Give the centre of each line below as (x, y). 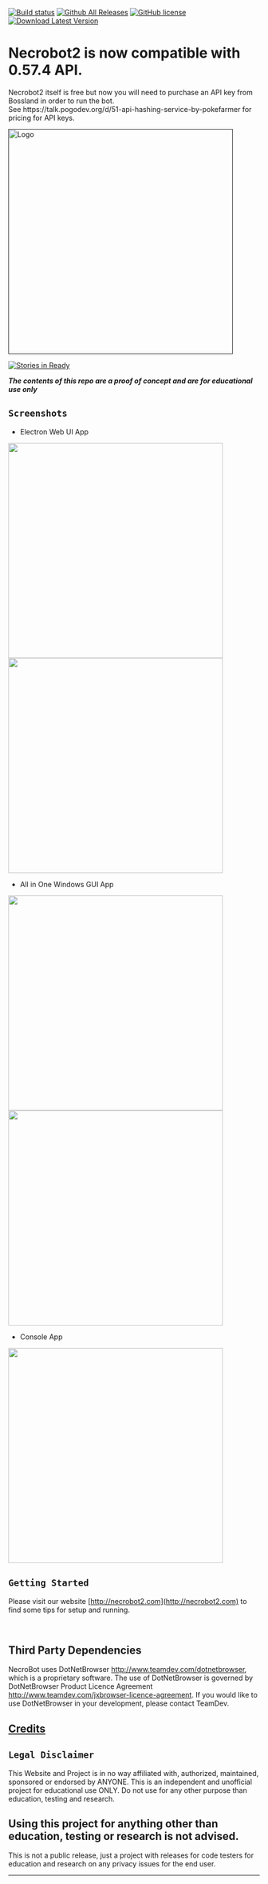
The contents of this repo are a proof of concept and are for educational (130, 381)
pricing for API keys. (41, 118)
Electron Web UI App (54, 431)
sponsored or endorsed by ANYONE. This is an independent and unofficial (130, 1782)
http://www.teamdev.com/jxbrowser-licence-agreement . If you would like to (133, 1695)
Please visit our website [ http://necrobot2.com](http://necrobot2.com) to (128, 1601)
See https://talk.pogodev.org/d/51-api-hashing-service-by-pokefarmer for (130, 109)
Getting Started (49, 1583)
